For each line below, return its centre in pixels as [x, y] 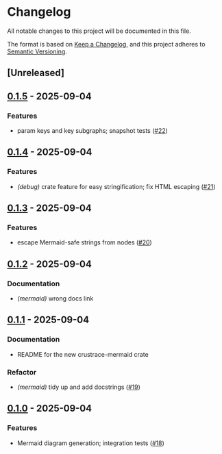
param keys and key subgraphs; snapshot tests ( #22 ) [92, 131]
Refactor [22, 372]
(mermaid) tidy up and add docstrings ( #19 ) [78, 387]
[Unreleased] [36, 73]
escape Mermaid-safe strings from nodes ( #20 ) [84, 242]
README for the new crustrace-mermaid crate [83, 354]
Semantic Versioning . [37, 51]
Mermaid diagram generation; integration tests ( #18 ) [90, 443]
